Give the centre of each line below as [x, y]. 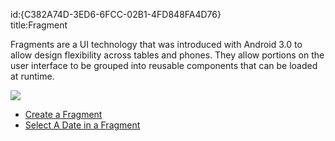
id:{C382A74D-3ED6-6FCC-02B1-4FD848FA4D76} [116, 14]
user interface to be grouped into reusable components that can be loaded [164, 65]
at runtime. [32, 76]
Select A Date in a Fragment [82, 125]
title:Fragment [39, 25]
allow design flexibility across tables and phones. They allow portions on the [167, 55]
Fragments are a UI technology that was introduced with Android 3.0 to [156, 44]
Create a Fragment [63, 114]
